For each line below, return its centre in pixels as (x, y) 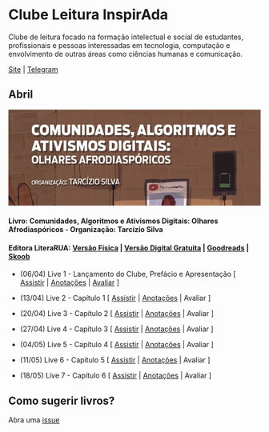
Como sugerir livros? (62, 400)
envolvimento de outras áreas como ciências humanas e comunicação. (125, 54)
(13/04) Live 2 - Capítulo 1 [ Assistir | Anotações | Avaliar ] (115, 298)
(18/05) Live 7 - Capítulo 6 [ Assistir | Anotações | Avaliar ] (116, 376)
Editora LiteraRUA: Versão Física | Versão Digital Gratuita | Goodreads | (129, 248)
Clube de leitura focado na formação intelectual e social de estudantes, (126, 37)
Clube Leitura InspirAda (88, 15)
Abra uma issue (34, 420)
